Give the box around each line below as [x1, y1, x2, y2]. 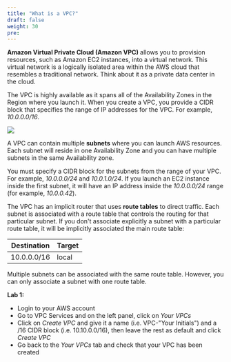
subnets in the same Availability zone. [7, 154, 114, 162]
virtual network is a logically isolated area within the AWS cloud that [7, 63, 200, 71]
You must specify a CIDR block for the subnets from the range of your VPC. [7, 167, 222, 176]
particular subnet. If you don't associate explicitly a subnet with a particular [7, 217, 221, 225]
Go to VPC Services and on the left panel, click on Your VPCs [17, 312, 192, 320]
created [17, 348, 40, 356]
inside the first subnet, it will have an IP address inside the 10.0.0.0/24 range [7, 182, 224, 190]
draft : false [7, 17, 45, 23]
